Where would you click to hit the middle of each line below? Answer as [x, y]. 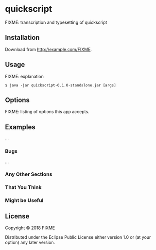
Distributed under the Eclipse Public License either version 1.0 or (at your [78, 237]
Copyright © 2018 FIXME [30, 228]
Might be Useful [24, 200]
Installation [22, 38]
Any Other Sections [29, 174]
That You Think [23, 187]
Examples [20, 127]
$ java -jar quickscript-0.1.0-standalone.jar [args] [61, 85]
